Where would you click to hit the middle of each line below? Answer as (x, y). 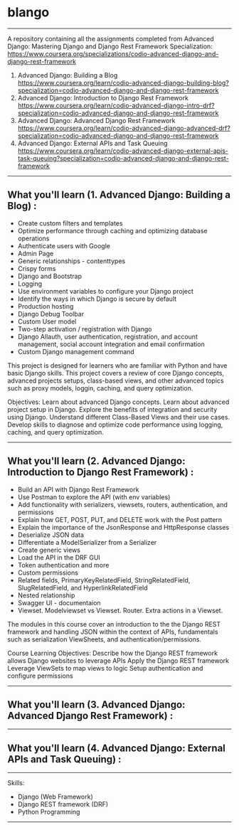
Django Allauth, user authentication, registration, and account (107, 336)
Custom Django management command (76, 351)
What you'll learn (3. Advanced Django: (96, 704)
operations (33, 238)
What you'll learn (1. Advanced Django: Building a (119, 195)
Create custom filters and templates (70, 223)
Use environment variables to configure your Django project (106, 291)
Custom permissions (48, 573)
